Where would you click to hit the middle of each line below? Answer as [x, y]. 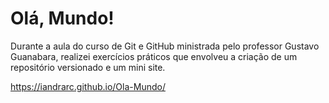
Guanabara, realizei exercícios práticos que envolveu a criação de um [154, 56]
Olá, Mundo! [62, 18]
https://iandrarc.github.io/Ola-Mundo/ [88, 86]
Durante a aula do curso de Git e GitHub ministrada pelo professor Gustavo [165, 46]
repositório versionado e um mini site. [88, 67]
